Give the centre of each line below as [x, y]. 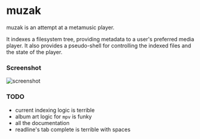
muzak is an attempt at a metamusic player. [61, 27]
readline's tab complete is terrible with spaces [73, 129]
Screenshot [24, 67]
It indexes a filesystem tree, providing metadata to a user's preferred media [100, 39]
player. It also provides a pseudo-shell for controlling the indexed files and [99, 46]
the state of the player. [34, 52]
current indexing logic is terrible [55, 110]
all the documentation [42, 123]
